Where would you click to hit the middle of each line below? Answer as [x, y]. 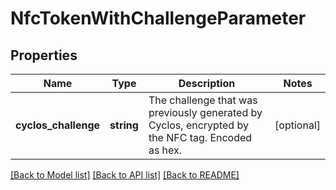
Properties [44, 55]
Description [207, 83]
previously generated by [205, 112]
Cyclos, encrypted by [198, 125]
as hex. [165, 150]
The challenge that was [203, 100]
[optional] [297, 125]
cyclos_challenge [58, 125]
